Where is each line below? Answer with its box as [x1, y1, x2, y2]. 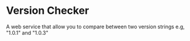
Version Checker [6, 4, 89, 17]
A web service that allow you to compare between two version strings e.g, [6, 23, 185, 30]
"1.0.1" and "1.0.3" [6, 29, 49, 36]
